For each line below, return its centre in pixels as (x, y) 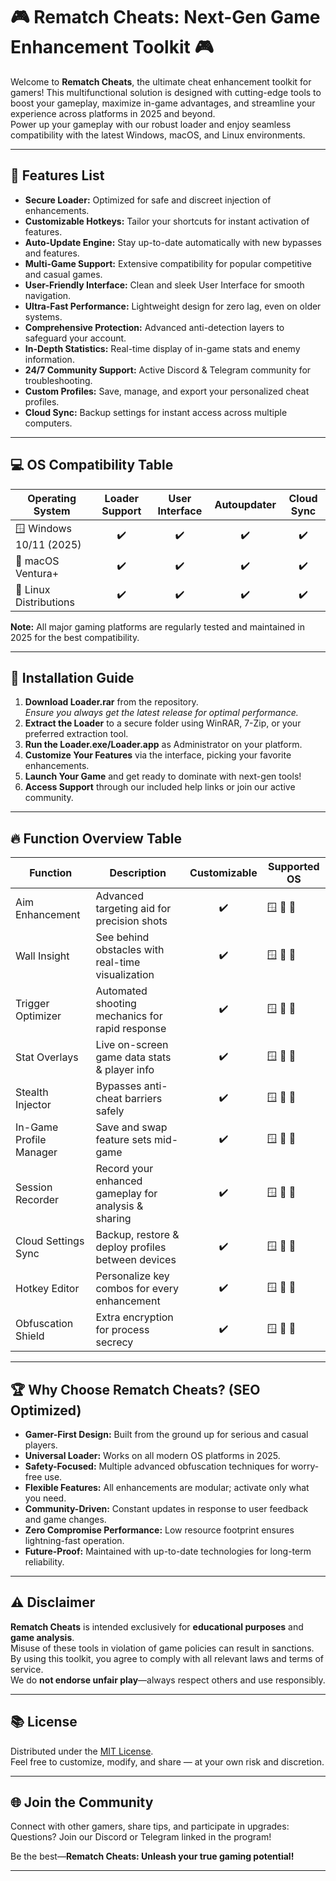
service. (27, 1669)
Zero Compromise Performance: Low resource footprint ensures (159, 1530)
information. (49, 359)
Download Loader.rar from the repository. (111, 702)
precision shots (131, 921)
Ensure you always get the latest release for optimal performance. (161, 713)
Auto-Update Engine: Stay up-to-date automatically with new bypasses (173, 242)
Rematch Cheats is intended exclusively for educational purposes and (157, 1626)
